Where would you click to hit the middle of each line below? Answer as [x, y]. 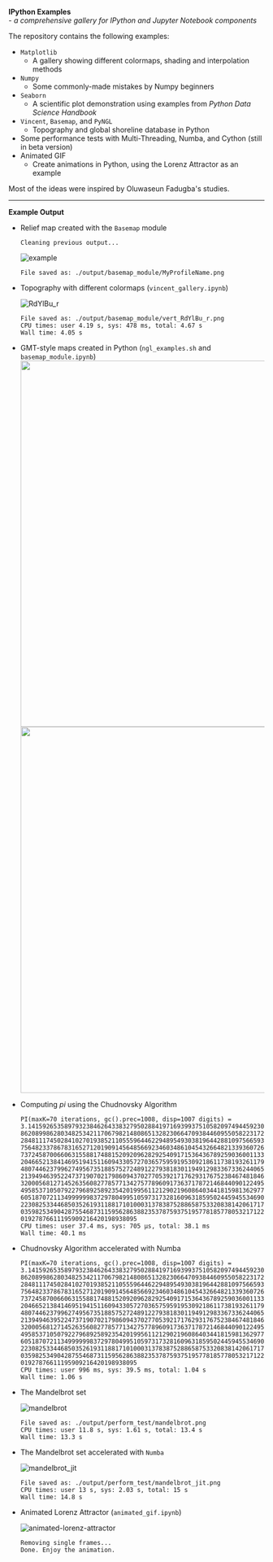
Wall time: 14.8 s [51, 1497]
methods [47, 69]
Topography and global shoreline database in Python [121, 130]
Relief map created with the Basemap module [93, 228]
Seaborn [33, 96]
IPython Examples [40, 12]
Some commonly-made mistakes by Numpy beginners [123, 86]
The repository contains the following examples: [89, 36]
